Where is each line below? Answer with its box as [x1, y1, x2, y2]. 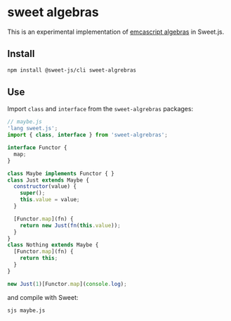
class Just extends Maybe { [7, 177, 90, 184]
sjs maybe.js [7, 307, 46, 314]
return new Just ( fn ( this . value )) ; [20, 222, 121, 229]
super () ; [20, 189, 46, 197]
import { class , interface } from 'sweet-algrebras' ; [7, 132, 169, 139]
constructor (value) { [13, 183, 77, 190]
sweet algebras [7, 4, 100, 20]
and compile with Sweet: [7, 293, 79, 301]
